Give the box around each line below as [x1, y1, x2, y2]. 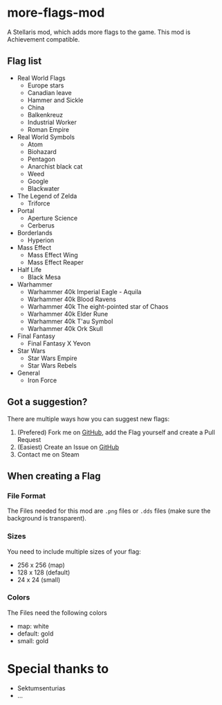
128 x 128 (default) [17, 568, 71, 577]
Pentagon [27, 155, 55, 163]
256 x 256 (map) [17, 561, 66, 569]
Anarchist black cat [27, 162, 83, 171]
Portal [17, 206, 35, 214]
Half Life [17, 265, 41, 273]
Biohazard [27, 147, 57, 155]
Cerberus [27, 221, 55, 230]
